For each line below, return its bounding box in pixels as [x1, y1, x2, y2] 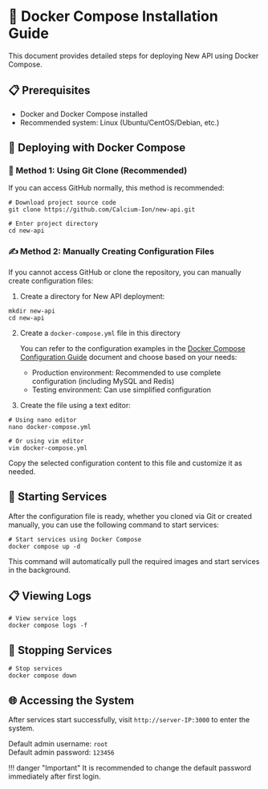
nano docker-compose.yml [8, 423, 91, 431]
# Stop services [8, 664, 63, 673]
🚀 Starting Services [8, 490, 108, 504]
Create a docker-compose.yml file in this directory [19, 328, 181, 337]
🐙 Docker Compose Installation [8, 7, 218, 26]
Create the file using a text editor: [19, 400, 131, 410]
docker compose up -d [8, 542, 81, 550]
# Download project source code [8, 198, 116, 207]
